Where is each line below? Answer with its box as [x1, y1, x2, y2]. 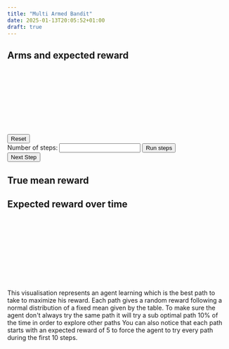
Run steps [145, 145, 173, 152]
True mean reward [7, 174, 89, 186]
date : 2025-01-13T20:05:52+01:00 [7, 17, 105, 24]
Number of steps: [7, 143, 58, 152]
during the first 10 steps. [7, 334, 78, 342]
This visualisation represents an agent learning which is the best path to [7, 289, 216, 297]
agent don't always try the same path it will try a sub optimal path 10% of [7, 311, 218, 320]
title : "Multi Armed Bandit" [7, 10, 93, 18]
